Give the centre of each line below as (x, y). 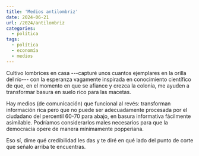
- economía (25, 51)
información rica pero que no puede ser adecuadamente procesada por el (97, 110)
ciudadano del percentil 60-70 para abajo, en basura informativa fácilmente (99, 116)
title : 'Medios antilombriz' (42, 12)
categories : (21, 28)
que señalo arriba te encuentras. (46, 146)
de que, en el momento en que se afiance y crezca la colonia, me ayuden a (98, 85)
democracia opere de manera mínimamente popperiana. (75, 129)
